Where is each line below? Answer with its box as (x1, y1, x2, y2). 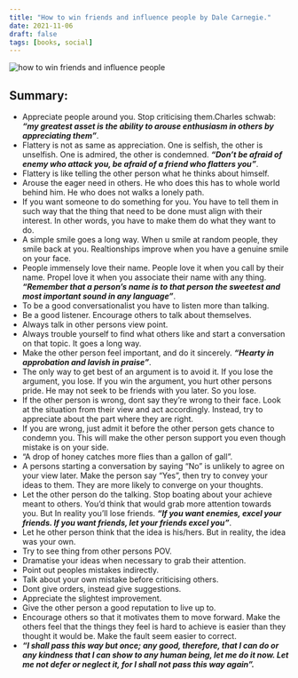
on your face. (21, 253, 71, 264)
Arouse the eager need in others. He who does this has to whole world (21, 178, 280, 188)
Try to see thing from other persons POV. (21, 546, 173, 556)
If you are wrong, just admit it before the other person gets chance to (21, 423, 275, 434)
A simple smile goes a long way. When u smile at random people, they (21, 235, 278, 245)
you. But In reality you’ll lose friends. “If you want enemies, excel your (21, 508, 282, 519)
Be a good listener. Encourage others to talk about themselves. (21, 310, 252, 321)
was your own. (21, 537, 76, 547)
